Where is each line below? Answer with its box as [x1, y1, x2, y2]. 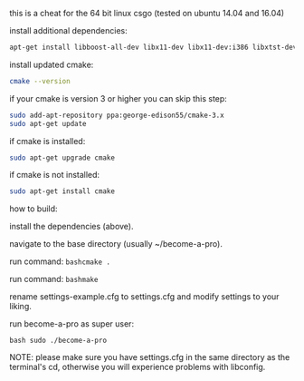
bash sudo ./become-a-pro [9, 336, 107, 346]
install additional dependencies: [9, 25, 128, 35]
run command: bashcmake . [9, 256, 111, 267]
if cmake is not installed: [9, 170, 100, 181]
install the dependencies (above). [9, 221, 134, 232]
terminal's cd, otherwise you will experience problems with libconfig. [9, 362, 266, 373]
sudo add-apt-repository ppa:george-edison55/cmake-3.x [9, 111, 224, 120]
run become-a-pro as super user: [9, 318, 134, 329]
